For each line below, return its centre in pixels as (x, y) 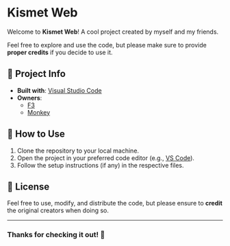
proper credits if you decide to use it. (60, 52)
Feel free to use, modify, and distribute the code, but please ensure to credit (115, 203)
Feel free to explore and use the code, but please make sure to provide (107, 45)
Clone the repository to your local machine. (78, 150)
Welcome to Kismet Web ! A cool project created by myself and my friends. (113, 32)
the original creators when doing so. (58, 210)
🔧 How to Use (36, 134)
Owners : (29, 98)
